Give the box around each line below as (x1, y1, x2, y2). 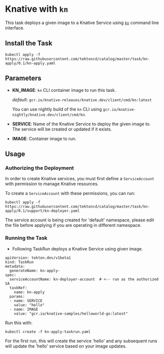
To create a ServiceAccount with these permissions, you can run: (5, 191, 136, 196)
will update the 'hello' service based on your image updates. (5, 343, 127, 349)
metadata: (5, 264, 25, 269)
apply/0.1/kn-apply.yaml (5, 60, 56, 66)
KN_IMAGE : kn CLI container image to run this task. (12, 87, 117, 93)
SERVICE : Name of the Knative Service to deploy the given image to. (12, 121, 151, 127)
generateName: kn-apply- (9, 268, 60, 273)
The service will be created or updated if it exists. (12, 126, 112, 132)
